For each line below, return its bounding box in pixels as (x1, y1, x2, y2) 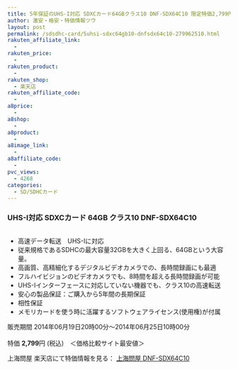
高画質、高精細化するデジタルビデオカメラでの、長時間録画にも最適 (17, 263, 217, 271)
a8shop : (7, 115, 30, 123)
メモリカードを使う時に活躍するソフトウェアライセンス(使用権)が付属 (17, 307, 221, 316)
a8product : (7, 129, 40, 136)
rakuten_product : (7, 63, 59, 70)
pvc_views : (7, 168, 40, 176)
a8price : (7, 103, 33, 110)
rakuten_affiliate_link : (7, 37, 81, 44)
